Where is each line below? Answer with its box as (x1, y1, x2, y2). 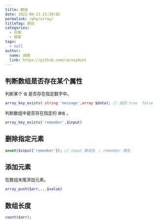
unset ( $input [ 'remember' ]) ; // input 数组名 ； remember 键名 (5, 148, 131, 153)
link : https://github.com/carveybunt (9, 57, 87, 62)
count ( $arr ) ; (5, 215, 32, 220)
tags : (5, 39, 16, 44)
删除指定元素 (5, 135, 44, 143)
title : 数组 (5, 7, 28, 12)
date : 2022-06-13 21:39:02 (5, 12, 60, 17)
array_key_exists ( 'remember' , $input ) (5, 120, 82, 125)
